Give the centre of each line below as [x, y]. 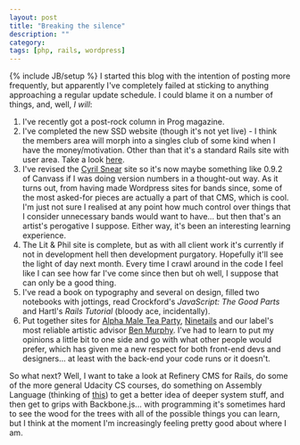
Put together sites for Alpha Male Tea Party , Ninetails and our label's [148, 321]
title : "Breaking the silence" [67, 26]
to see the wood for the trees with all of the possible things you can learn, [145, 414]
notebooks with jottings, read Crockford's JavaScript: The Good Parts [151, 302]
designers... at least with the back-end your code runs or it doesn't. [146, 358]
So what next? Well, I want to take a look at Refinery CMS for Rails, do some [149, 376]
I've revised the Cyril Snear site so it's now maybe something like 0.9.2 [152, 169]
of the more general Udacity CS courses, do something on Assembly [136, 385]
